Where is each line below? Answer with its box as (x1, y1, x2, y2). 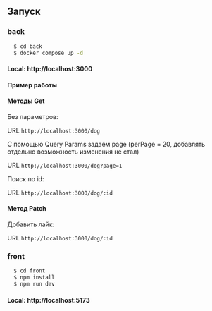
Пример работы (7, 80, 58, 89)
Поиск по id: (7, 174, 44, 183)
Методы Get (7, 97, 45, 105)
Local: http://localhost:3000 (7, 65, 93, 73)
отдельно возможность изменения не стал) (7, 147, 139, 156)
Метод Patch (7, 205, 47, 213)
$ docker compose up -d (13, 49, 83, 56)
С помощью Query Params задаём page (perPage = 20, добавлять (7, 140, 206, 148)
